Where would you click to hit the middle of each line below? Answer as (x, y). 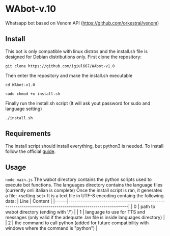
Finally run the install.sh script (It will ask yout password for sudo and (78, 103)
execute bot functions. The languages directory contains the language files (84, 185)
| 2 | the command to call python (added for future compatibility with (77, 223)
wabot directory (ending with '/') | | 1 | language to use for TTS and (75, 212)
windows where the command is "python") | (51, 228)
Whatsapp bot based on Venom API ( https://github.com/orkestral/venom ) (82, 23)
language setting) (24, 109)
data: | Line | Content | (29, 201)
